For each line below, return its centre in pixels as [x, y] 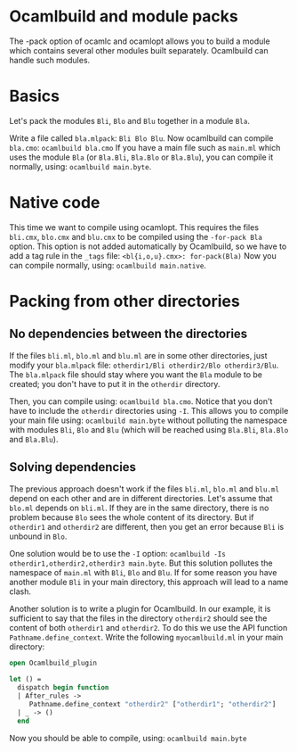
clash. [20, 591]
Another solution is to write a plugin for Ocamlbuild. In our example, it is [140, 608]
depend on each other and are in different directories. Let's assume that [141, 498]
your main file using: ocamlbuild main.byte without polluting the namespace [148, 420]
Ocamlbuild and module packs [124, 17]
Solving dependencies [72, 467]
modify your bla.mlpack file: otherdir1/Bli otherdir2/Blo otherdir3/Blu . [144, 365]
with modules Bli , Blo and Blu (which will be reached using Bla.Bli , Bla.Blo [149, 429]
